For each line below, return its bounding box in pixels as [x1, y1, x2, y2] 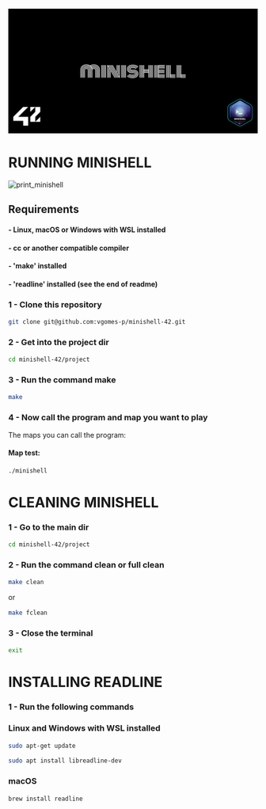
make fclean [8, 609, 47, 617]
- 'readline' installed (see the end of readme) [8, 279, 158, 289]
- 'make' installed [8, 261, 67, 271]
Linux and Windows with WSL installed [8, 723, 161, 734]
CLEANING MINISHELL [8, 493, 159, 511]
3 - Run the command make [8, 374, 116, 385]
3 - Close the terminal [8, 627, 93, 638]
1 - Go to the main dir [8, 522, 89, 533]
